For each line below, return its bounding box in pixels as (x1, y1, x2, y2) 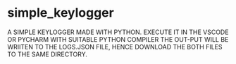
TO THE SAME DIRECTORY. (7, 50, 88, 58)
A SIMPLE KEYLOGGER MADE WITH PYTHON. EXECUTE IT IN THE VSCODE (7, 28, 229, 36)
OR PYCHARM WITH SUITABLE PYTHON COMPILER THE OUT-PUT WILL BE (7, 35, 229, 43)
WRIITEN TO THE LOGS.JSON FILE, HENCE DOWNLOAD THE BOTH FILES (7, 42, 223, 51)
